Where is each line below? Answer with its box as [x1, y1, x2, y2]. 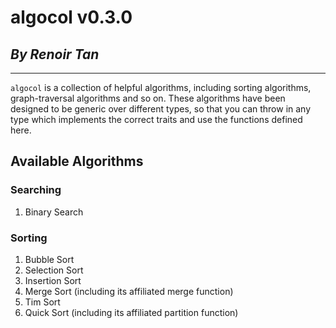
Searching [10, 183, 62, 197]
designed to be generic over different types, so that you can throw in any [10, 103, 312, 115]
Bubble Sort [24, 253, 75, 265]
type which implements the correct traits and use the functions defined [10, 114, 303, 125]
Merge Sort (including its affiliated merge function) [24, 285, 234, 297]
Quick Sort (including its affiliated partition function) [24, 306, 239, 318]
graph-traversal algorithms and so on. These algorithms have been [10, 92, 286, 104]
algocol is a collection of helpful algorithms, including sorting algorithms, [10, 82, 312, 93]
